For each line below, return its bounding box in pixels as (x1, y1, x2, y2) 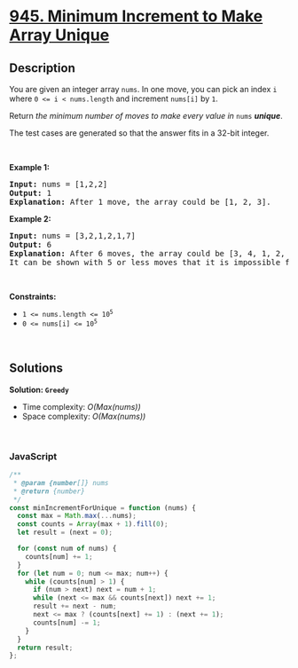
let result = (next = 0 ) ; (17, 528, 114, 538)
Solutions (9, 361, 64, 376)
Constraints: (9, 291, 57, 302)
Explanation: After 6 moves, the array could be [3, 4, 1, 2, (9, 248, 286, 258)
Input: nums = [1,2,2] (9, 179, 108, 189)
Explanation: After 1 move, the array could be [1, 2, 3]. (9, 197, 272, 207)
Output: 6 (9, 240, 51, 249)
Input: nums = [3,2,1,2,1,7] (9, 231, 136, 240)
